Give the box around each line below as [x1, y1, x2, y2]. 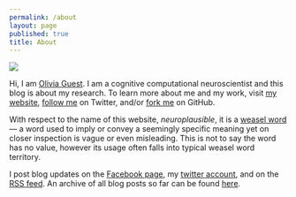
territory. [9, 152, 42, 163]
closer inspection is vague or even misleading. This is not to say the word [9, 133, 277, 144]
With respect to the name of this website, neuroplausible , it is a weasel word [9, 114, 287, 125]
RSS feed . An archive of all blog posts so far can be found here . [9, 178, 241, 189]
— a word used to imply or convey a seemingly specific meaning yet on [9, 124, 269, 134]
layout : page [9, 21, 57, 30]
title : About [9, 37, 57, 47]
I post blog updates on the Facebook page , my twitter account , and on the [9, 169, 279, 179]
